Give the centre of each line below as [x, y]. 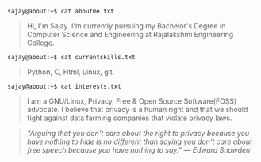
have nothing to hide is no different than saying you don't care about [140, 141]
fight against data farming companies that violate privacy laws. [130, 118]
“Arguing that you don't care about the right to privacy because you [138, 133]
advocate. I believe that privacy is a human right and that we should [137, 109]
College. [40, 43]
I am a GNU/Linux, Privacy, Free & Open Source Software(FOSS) [132, 101]
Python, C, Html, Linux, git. [71, 72]
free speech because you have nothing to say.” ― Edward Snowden [138, 150]
